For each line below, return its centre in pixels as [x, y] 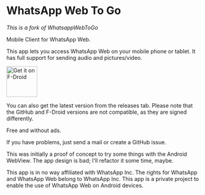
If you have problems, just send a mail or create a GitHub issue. [87, 142]
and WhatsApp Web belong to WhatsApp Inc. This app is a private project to [103, 178]
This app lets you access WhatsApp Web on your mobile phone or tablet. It [101, 51]
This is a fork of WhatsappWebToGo [52, 28]
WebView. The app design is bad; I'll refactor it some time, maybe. [90, 160]
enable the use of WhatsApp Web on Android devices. [75, 185]
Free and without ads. [34, 130]
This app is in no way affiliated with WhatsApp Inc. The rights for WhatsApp [102, 172]
